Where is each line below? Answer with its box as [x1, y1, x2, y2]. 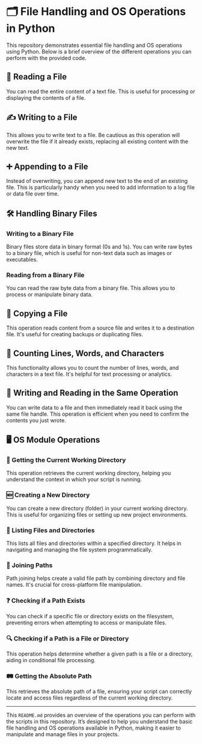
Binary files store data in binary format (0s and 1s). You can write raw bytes [6, 243, 192, 250]
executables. [6, 256, 38, 263]
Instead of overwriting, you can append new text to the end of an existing [6, 177, 188, 185]
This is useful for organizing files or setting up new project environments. [6, 511, 188, 518]
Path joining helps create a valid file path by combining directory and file [6, 575, 186, 582]
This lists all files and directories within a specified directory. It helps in [6, 540, 182, 547]
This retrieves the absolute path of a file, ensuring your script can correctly [6, 688, 192, 695]
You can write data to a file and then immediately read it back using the [6, 404, 182, 411]
